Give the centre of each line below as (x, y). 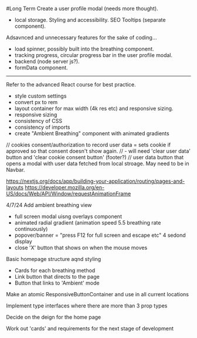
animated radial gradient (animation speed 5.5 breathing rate (88, 222)
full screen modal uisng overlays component (68, 216)
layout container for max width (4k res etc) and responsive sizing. (94, 108)
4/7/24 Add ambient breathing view (49, 205)
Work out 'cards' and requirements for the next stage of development (90, 328)
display (23, 241)
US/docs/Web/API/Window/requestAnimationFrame (69, 194)
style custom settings (40, 96)
